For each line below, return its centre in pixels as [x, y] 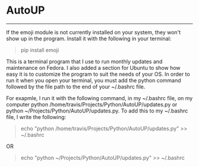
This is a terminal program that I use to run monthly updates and [84, 61]
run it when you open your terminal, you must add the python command [94, 80]
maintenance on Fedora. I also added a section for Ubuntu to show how [93, 68]
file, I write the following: [36, 117]
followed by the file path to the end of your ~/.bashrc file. [76, 86]
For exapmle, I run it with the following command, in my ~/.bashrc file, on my [99, 98]
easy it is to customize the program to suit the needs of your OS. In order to [98, 74]
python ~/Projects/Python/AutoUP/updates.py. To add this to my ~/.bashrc [97, 111]
